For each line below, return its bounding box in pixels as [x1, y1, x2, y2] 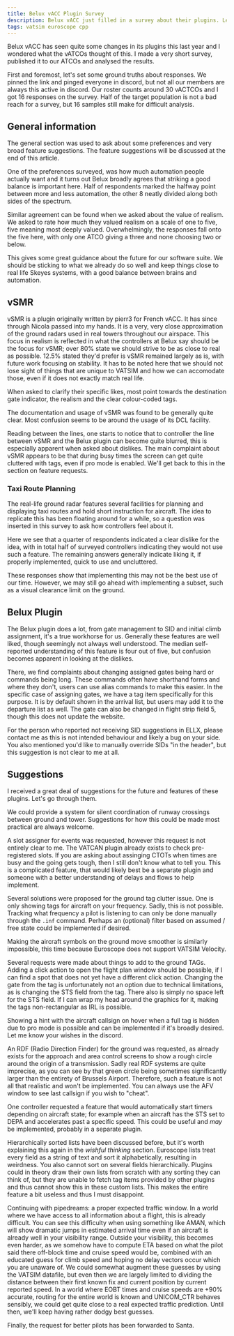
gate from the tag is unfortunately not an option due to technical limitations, [7, 980, 224, 989]
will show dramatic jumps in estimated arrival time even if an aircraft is [7, 1226, 209, 1234]
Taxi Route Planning [7, 483, 77, 493]
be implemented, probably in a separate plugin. [7, 1125, 143, 1133]
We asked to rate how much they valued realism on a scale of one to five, [7, 218, 218, 227]
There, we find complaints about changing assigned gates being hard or [7, 668, 214, 677]
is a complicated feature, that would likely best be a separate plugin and [7, 866, 214, 874]
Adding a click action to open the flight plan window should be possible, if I [7, 966, 223, 974]
